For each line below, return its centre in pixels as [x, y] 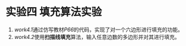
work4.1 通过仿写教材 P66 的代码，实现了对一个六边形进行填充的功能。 [99, 29]
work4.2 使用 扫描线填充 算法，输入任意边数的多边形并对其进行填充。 [97, 37]
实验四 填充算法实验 [54, 12]
